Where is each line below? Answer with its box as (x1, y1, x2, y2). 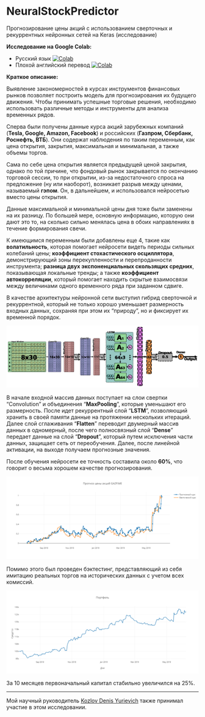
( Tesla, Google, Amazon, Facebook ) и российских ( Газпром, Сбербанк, (6, 129, 193, 137)
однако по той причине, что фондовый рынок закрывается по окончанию (6, 167, 198, 175)
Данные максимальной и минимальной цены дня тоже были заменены (6, 205, 193, 212)
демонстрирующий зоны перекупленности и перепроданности (6, 256, 172, 263)
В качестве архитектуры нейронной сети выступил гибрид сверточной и (6, 294, 197, 301)
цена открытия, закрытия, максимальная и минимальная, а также (6, 142, 179, 149)
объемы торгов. (6, 149, 48, 156)
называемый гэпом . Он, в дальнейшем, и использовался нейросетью (6, 187, 190, 194)
